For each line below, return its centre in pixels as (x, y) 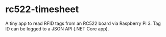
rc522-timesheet (42, 9)
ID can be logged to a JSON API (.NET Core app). (57, 28)
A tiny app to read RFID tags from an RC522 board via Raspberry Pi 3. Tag (83, 23)
